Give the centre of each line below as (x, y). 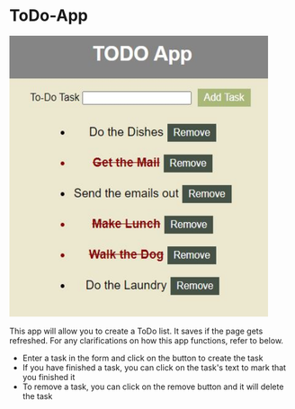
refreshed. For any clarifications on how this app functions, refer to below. (147, 340)
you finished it (49, 377)
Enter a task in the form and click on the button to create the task (143, 358)
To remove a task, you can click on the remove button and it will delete (153, 387)
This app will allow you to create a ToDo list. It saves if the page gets (136, 331)
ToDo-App (49, 16)
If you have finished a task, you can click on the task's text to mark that (154, 367)
